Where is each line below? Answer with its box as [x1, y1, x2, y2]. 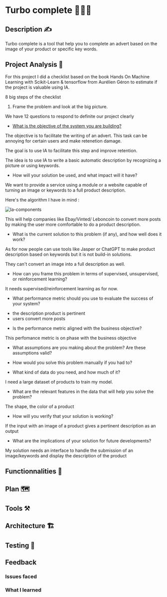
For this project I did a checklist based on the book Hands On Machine [5, 73, 150, 79]
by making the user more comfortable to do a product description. [5, 221, 141, 227]
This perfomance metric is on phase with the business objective [5, 335, 137, 341]
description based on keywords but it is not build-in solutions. [5, 251, 132, 257]
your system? [12, 300, 40, 306]
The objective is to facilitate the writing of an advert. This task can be [5, 132, 148, 139]
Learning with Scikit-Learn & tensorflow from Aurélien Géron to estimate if [5, 79, 158, 85]
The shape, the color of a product [5, 403, 74, 409]
